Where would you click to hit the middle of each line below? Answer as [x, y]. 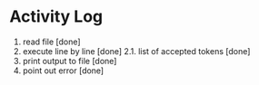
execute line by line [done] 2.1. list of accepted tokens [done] [136, 51]
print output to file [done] [70, 61]
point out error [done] [63, 71]
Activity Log [56, 17]
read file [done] [51, 42]
